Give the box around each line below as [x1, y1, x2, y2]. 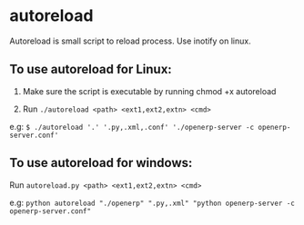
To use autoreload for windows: [9, 155, 193, 171]
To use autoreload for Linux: [9, 62, 173, 77]
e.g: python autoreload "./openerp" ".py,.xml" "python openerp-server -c [9, 197, 296, 208]
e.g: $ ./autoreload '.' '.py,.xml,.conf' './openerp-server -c [9, 121, 255, 132]
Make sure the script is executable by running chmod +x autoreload [22, 85, 277, 96]
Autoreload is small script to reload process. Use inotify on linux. [9, 35, 252, 46]
